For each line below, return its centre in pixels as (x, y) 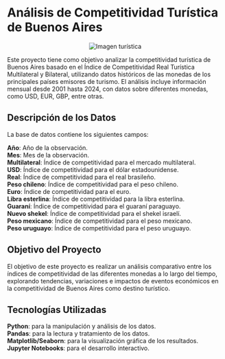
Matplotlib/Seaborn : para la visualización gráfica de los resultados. (103, 341)
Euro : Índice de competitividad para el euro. (69, 191)
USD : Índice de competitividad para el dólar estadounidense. (93, 169)
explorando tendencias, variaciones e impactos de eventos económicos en (113, 281)
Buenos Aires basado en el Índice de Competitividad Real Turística (101, 67)
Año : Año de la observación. (47, 148)
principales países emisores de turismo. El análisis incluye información (107, 81)
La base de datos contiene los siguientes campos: (78, 134)
